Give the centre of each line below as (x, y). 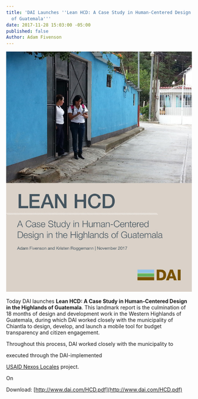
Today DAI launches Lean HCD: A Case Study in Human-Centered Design (97, 301)
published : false (27, 31)
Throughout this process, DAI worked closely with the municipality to (90, 344)
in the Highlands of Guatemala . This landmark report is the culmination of (96, 308)
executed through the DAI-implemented (54, 355)
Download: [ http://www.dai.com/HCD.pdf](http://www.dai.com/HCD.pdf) (94, 390)
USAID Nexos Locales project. (43, 367)
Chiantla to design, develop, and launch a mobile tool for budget (84, 327)
